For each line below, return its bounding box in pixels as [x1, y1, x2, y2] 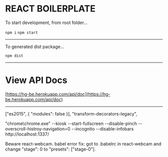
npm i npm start [5, 30, 38, 35]
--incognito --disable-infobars [71, 125, 134, 131]
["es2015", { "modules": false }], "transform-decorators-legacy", [5, 110, 137, 116]
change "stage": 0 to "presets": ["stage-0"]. [5, 146, 96, 152]
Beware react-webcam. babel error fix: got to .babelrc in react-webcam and [5, 140, 161, 146]
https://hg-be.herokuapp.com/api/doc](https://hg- [6, 91, 110, 97]
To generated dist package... [5, 43, 64, 49]
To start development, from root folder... [5, 19, 87, 25]
